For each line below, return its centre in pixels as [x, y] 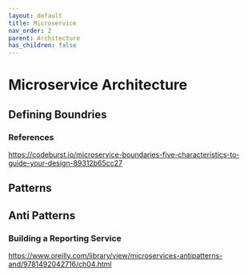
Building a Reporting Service [65, 238]
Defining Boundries [58, 114]
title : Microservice [43, 23]
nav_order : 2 [30, 30]
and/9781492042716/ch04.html [60, 264]
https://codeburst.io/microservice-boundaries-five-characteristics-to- [124, 154]
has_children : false [43, 46]
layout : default [35, 16]
